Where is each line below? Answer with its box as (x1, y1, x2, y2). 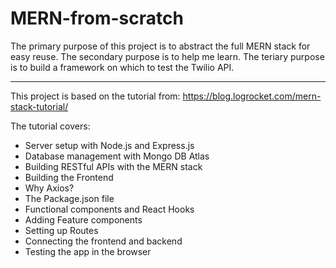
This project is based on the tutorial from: (10, 90, 181, 102)
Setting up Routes (24, 224, 99, 236)
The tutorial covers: (10, 120, 91, 132)
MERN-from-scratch (10, 7, 184, 30)
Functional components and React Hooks (24, 203, 195, 215)
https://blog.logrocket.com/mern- (182, 90, 322, 102)
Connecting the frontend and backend (24, 235, 183, 247)
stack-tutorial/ (10, 100, 69, 112)
